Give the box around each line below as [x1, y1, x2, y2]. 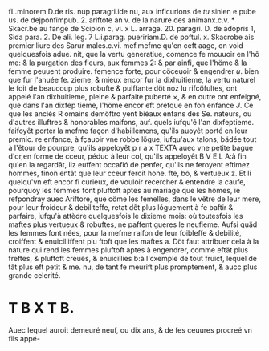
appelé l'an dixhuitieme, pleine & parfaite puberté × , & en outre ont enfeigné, [8, 92, 262, 101]
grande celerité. [8, 271, 61, 280]
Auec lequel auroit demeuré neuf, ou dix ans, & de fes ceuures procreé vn [8, 325, 253, 335]
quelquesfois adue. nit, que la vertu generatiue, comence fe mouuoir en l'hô [8, 50, 259, 58]
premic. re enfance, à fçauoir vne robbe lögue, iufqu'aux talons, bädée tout [8, 135, 257, 143]
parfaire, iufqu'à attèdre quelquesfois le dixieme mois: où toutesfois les [8, 212, 243, 220]
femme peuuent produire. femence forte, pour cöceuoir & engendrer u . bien [8, 67, 259, 75]
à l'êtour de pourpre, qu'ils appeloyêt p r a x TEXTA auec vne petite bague [8, 143, 254, 152]
